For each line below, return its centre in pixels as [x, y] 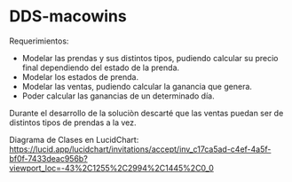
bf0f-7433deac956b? [49, 158]
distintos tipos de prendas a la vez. [73, 123]
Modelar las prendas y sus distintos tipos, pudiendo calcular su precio [150, 58]
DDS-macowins [68, 16]
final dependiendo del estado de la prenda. [101, 67]
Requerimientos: [39, 41]
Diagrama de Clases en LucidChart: [74, 139]
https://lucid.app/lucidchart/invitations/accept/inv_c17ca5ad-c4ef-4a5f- [140, 149]
